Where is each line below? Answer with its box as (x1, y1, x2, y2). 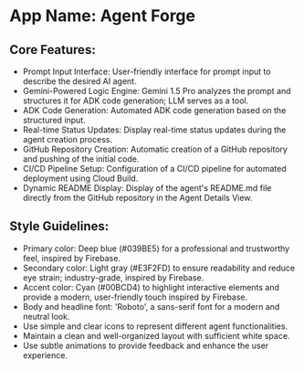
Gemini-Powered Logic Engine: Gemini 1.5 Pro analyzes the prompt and (22, 86, 291, 96)
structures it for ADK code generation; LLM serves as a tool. (22, 95, 249, 106)
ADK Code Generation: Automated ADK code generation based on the (22, 105, 287, 115)
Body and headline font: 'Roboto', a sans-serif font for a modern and (22, 301, 280, 312)
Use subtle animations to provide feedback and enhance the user (22, 340, 269, 351)
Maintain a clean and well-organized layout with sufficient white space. (22, 330, 290, 341)
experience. (22, 349, 68, 361)
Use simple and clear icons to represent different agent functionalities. (22, 321, 288, 332)
